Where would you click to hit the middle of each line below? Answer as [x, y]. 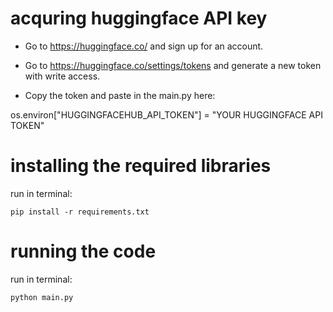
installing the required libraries [141, 166]
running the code [83, 251]
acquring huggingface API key [139, 18]
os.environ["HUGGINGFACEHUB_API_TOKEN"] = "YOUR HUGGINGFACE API [166, 114]
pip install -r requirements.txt [80, 212]
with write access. [62, 76]
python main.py [42, 297]
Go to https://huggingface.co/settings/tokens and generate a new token [173, 65]
